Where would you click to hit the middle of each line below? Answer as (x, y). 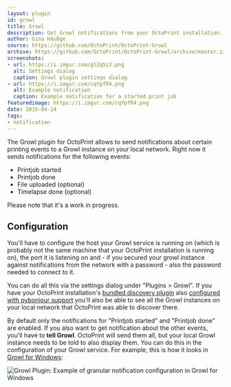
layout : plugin (29, 13)
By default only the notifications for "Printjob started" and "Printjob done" (111, 321)
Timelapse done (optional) (54, 191)
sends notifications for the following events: (69, 156)
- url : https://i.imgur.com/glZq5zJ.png (66, 65)
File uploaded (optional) (51, 184)
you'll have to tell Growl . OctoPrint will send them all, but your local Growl (111, 335)
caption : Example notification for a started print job (95, 97)
